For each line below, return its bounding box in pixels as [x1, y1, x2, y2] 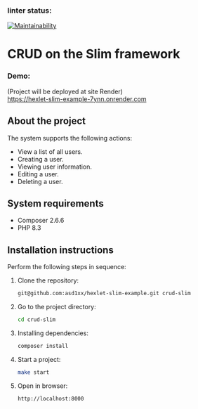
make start [17, 368, 50, 376]
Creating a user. [17, 155, 65, 163]
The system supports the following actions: [7, 134, 132, 142]
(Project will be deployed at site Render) [7, 87, 123, 96]
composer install [17, 342, 69, 349]
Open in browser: [17, 382, 68, 390]
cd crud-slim [17, 316, 56, 323]
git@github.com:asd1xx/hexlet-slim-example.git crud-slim [17, 290, 191, 297]
